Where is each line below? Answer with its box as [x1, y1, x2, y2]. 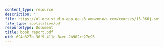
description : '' [5, 12, 38, 17]
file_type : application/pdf [5, 21, 62, 26]
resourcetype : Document [5, 25, 54, 30]
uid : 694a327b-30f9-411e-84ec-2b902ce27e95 [5, 35, 95, 40]
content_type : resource [5, 7, 54, 12]
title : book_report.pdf [5, 30, 54, 35]
